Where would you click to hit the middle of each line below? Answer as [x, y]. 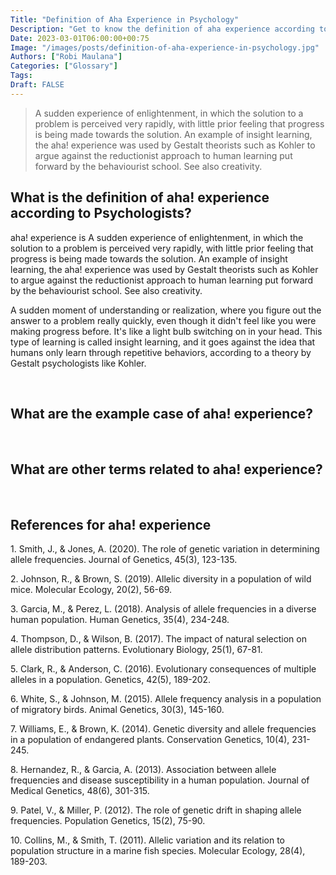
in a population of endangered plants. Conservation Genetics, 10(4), [150, 739]
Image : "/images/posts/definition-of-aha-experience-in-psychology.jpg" [165, 47]
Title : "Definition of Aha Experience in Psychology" [125, 19]
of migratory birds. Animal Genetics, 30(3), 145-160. [117, 709]
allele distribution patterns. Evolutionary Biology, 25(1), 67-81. [136, 649]
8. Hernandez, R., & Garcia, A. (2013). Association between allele [143, 769]
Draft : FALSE [37, 85]
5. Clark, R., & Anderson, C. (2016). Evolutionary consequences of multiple [163, 669]
